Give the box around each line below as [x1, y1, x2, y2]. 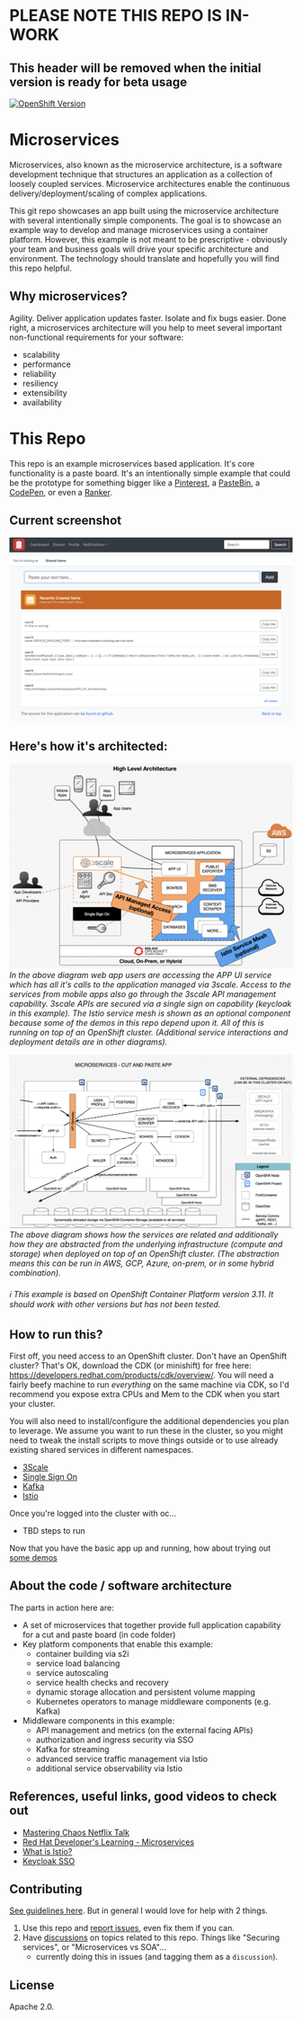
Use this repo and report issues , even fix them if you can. [22, 1923, 235, 1934]
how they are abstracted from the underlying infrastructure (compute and [9, 1239, 283, 1250]
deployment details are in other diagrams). [9, 1036, 168, 1047]
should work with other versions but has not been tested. [9, 1298, 221, 1309]
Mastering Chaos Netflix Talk [22, 1827, 130, 1838]
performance [22, 359, 72, 369]
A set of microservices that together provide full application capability [22, 1619, 281, 1630]
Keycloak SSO [22, 1856, 75, 1866]
